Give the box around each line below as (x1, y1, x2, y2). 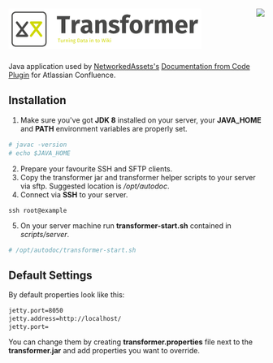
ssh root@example (8, 206, 67, 214)
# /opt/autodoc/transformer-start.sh (8, 246, 136, 254)
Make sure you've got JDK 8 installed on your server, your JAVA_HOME (19, 115, 262, 125)
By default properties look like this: (8, 290, 125, 300)
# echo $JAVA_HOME (8, 149, 71, 158)
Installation (8, 93, 67, 107)
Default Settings (8, 268, 93, 282)
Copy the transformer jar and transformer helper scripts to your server (19, 172, 256, 182)
